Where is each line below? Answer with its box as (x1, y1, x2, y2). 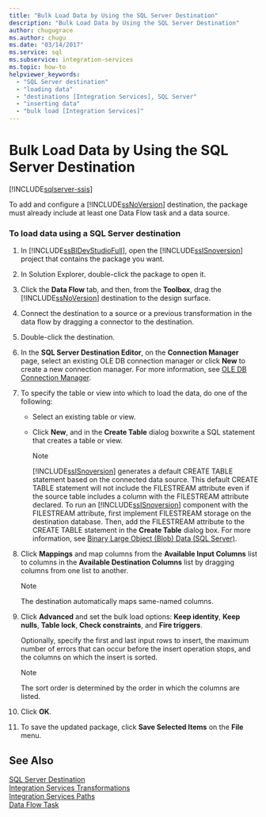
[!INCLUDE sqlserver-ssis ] (9, 184, 93, 194)
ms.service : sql (9, 48, 63, 56)
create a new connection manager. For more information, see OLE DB (20, 365, 248, 374)
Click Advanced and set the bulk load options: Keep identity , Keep (20, 612, 241, 621)
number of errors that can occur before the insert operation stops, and (20, 644, 251, 654)
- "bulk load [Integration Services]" (16, 108, 145, 116)
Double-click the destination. (20, 332, 116, 342)
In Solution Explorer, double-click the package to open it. (20, 270, 207, 279)
